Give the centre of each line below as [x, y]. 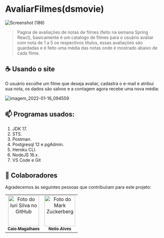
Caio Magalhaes [24, 229]
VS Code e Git [27, 160]
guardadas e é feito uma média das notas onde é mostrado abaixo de [87, 48]
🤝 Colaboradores [31, 175]
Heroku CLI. [24, 149]
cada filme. [28, 53]
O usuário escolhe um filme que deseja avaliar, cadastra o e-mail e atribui [79, 83]
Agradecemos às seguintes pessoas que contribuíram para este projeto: [78, 187]
